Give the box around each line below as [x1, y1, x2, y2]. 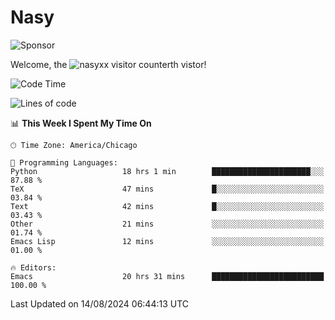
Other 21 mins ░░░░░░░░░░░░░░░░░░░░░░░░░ [10, 219, 325, 229]
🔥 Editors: [10, 262, 57, 273]
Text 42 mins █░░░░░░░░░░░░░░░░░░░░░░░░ [10, 201, 325, 211]
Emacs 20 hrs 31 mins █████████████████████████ [10, 271, 325, 281]
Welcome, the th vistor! [10, 58, 207, 70]
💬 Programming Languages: [10, 157, 118, 168]
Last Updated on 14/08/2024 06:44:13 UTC [10, 297, 190, 310]
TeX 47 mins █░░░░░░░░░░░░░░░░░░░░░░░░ [10, 184, 325, 194]
